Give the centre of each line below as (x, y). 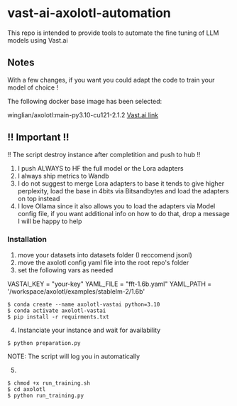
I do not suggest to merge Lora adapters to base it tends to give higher (121, 183)
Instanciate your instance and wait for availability (89, 330)
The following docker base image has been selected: (84, 101)
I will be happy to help (50, 221)
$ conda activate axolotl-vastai (57, 311)
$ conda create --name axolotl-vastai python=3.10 (84, 304)
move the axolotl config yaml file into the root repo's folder (103, 262)
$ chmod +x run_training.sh (49, 383)
